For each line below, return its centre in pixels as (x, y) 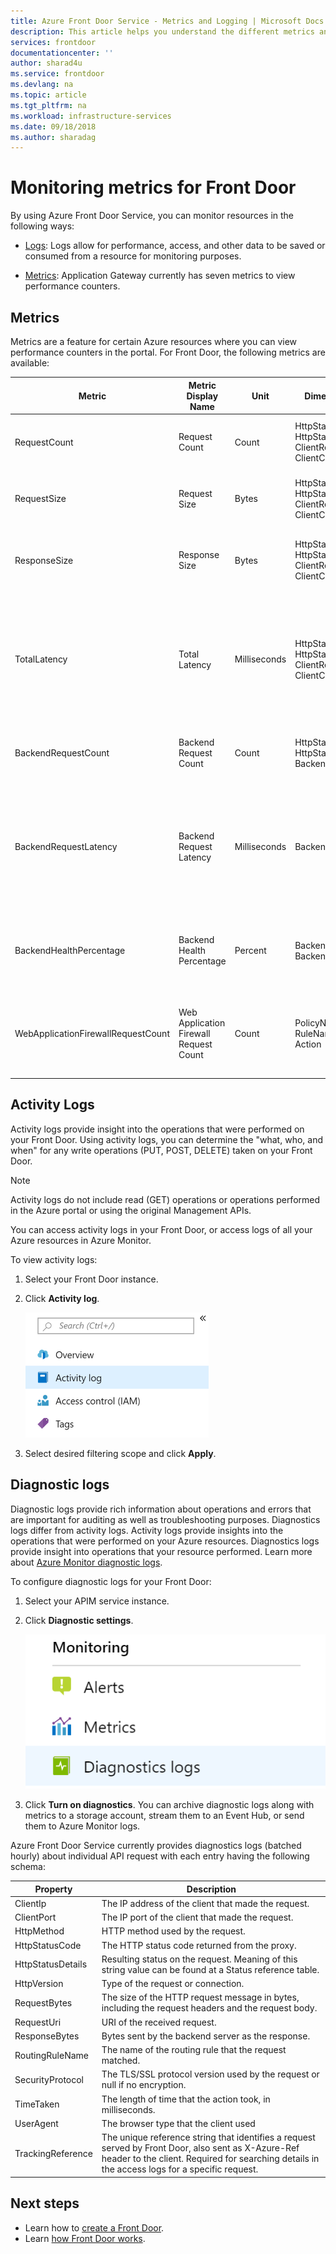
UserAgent (36, 2123)
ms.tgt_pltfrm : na (48, 105)
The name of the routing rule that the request (194, 2050)
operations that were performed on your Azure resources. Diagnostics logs (165, 1541)
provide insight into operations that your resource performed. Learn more (161, 1551)
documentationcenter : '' (62, 53)
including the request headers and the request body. (209, 2008)
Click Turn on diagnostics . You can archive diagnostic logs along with (169, 1805)
